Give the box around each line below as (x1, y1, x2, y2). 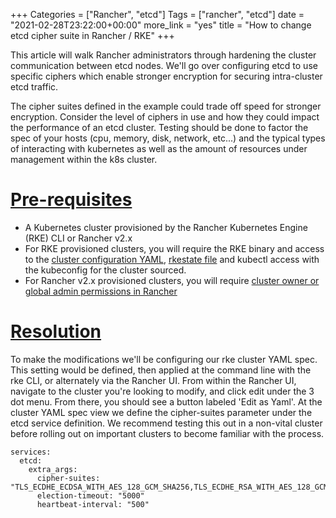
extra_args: (28, 464, 78, 474)
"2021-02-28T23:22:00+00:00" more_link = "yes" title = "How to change (10, 19, 312, 31)
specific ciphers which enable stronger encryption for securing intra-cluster (10, 70, 323, 82)
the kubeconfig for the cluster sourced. (24, 264, 187, 276)
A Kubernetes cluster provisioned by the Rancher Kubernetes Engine (24, 221, 308, 233)
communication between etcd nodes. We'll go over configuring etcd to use (10, 60, 318, 71)
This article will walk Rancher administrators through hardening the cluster (10, 49, 317, 61)
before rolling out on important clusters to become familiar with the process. (10, 427, 325, 439)
